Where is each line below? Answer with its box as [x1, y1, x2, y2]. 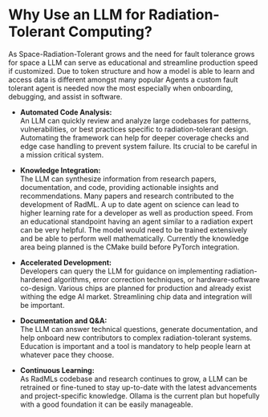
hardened [19, 274, 52, 284]
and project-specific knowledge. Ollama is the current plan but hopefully [19, 391, 260, 400]
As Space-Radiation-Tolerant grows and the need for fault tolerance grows [8, 49, 255, 59]
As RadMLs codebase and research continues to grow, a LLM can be [19, 374, 248, 383]
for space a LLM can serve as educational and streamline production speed [8, 58, 258, 67]
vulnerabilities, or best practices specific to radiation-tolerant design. [19, 124, 249, 134]
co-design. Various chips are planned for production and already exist [19, 283, 252, 293]
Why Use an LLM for [8, 6, 146, 24]
